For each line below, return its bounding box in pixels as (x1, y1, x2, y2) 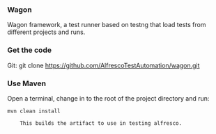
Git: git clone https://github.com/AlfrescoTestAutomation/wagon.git (7, 61, 200, 69)
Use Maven (7, 78, 47, 88)
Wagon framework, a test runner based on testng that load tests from (7, 21, 206, 29)
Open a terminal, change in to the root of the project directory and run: (7, 94, 210, 102)
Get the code (7, 45, 52, 55)
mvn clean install (7, 108, 61, 115)
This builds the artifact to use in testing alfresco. (20, 119, 183, 126)
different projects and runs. (7, 28, 86, 36)
